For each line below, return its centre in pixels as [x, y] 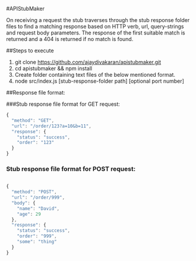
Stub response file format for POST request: [71, 169]
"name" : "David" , [38, 208]
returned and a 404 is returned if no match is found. [70, 39]
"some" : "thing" [37, 242]
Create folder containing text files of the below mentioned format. [95, 75]
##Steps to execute [30, 51]
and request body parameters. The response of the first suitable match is [96, 33]
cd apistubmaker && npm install [53, 68]
